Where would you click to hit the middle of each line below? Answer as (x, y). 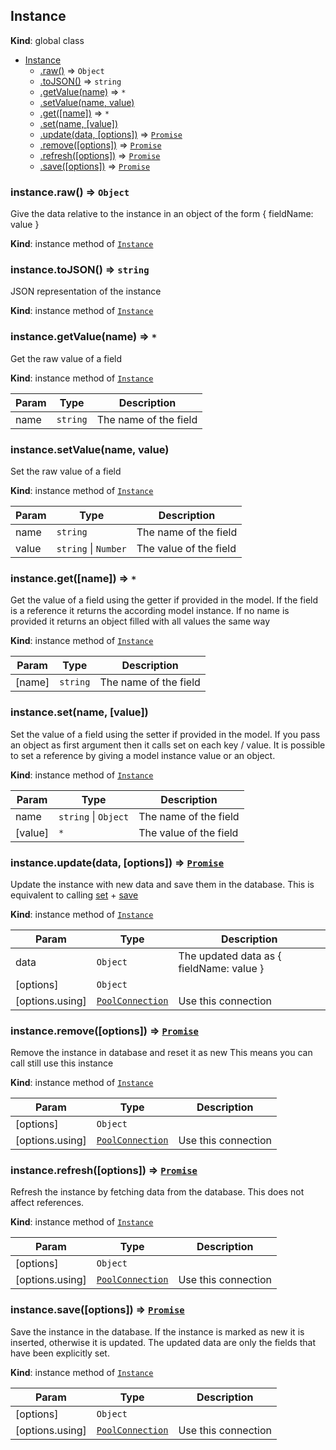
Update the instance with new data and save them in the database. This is (162, 884)
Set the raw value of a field (66, 471)
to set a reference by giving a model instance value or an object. (143, 755)
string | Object (94, 816)
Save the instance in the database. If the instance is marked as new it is (157, 1331)
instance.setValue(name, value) (90, 449)
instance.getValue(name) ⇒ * (83, 337)
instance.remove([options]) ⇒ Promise (104, 1031)
